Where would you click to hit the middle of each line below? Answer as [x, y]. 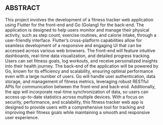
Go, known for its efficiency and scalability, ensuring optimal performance [79, 71]
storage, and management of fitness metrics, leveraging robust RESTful [77, 81]
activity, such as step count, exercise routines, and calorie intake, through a [81, 35]
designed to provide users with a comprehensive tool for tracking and [75, 107]
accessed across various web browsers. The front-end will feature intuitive [80, 50]
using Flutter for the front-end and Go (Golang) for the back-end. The [75, 25]
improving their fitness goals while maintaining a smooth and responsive [77, 112]
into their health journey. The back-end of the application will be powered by [82, 66]
